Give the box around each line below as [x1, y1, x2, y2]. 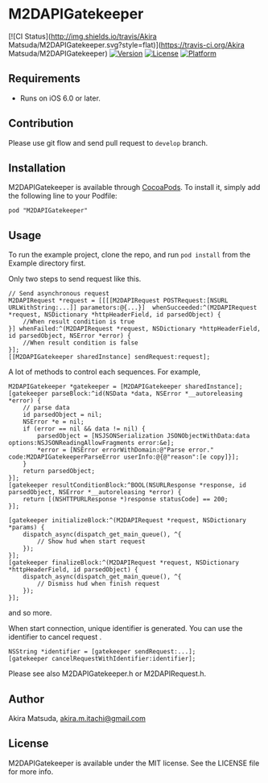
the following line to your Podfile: [8, 191, 118, 201]
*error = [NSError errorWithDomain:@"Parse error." [37, 446, 215, 455]
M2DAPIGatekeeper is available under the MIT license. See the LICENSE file [8, 758, 260, 768]
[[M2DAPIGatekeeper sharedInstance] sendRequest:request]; [8, 353, 211, 361]
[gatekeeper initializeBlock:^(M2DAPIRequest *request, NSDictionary [8, 517, 247, 525]
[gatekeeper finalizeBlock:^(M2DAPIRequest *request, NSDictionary [8, 558, 240, 567]
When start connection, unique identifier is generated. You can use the [8, 624, 243, 633]
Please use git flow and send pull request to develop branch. [8, 138, 208, 147]
